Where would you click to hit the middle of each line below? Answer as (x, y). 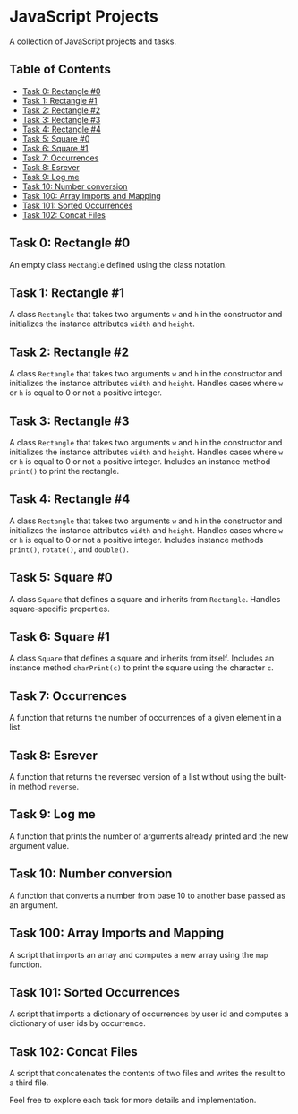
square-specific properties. (60, 609)
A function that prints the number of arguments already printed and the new (149, 836)
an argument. (34, 905)
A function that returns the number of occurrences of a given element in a (145, 718)
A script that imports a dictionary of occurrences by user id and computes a (149, 1014)
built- (277, 777)
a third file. (29, 1083)
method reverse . (48, 787)
